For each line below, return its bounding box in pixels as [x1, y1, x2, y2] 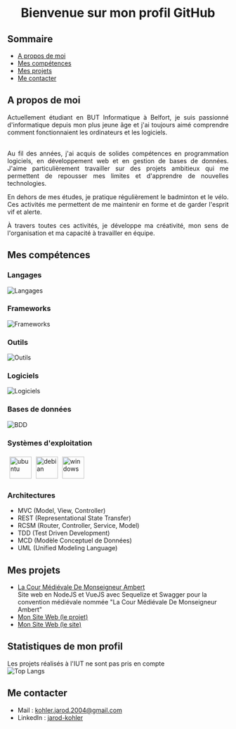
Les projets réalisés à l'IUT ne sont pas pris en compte [7, 659, 165, 668]
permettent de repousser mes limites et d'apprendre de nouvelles [7, 171, 229, 180]
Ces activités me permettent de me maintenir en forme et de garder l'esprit [7, 200, 229, 208]
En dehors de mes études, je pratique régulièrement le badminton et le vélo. [7, 192, 229, 201]
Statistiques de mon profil [7, 640, 123, 652]
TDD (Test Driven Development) [17, 529, 110, 538]
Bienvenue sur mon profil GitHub [20, 5, 216, 21]
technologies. [7, 179, 47, 187]
